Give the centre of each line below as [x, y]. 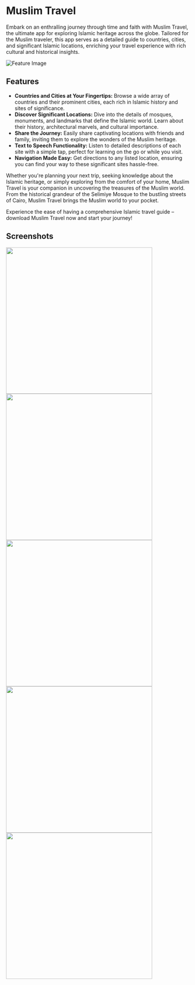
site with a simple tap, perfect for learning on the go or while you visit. [98, 152]
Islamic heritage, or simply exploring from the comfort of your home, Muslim [98, 181]
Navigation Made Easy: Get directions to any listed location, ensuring [98, 158]
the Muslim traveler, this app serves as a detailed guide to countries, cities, [96, 39]
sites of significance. [40, 108]
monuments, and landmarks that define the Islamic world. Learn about [99, 121]
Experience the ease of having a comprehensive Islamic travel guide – [90, 211]
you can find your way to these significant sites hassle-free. [86, 164]
